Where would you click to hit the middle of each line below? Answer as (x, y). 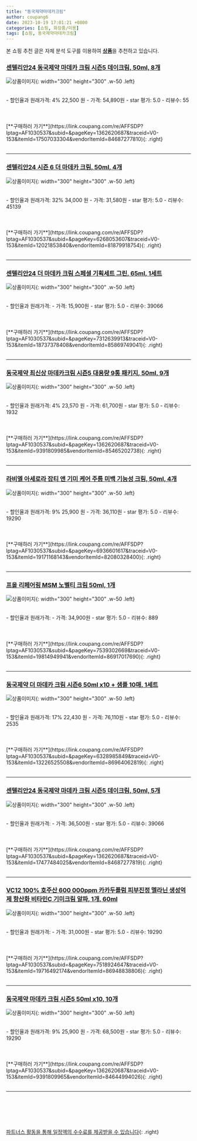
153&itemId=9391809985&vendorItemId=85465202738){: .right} (84, 451)
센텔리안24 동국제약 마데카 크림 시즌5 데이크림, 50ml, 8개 (83, 68)
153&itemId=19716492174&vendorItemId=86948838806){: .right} (84, 970)
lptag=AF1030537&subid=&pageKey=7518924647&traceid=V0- (82, 965)
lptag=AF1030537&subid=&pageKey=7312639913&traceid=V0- (82, 339)
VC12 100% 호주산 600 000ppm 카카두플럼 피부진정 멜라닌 (87, 890)
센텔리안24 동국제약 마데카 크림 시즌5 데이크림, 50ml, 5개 (83, 790)
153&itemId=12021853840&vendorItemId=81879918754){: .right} (84, 245)
